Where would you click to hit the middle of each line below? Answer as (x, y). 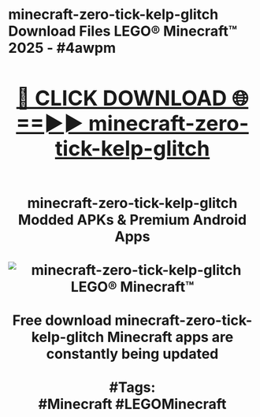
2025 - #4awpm (62, 48)
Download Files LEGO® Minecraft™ (123, 31)
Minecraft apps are (171, 337)
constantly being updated (132, 354)
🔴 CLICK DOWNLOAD (121, 98)
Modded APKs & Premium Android (132, 220)
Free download (62, 320)
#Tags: (132, 387)
